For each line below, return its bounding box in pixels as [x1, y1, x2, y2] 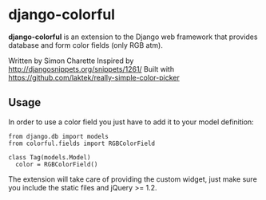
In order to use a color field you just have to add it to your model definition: [8, 117, 254, 127]
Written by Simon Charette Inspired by [8, 56, 134, 65]
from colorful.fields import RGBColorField [8, 139, 156, 147]
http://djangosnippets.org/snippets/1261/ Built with [8, 64, 174, 73]
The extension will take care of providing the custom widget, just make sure [8, 174, 257, 184]
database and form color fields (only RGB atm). [8, 40, 164, 49]
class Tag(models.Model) [8, 153, 91, 161]
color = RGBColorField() [15, 160, 98, 168]
